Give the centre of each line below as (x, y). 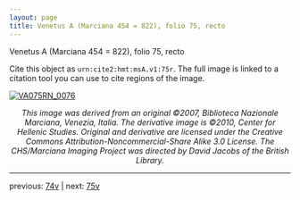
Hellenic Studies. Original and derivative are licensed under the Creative (150, 131)
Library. (150, 160)
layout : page (33, 17)
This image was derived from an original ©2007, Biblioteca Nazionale (150, 112)
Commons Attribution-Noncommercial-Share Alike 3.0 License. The (150, 141)
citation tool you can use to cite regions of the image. (107, 78)
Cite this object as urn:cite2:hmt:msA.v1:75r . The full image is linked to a (144, 69)
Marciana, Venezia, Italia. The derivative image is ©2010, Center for (150, 122)
